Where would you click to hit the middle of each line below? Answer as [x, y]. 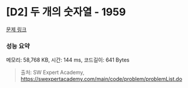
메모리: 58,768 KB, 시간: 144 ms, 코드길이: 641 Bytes [68, 60]
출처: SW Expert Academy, [52, 72]
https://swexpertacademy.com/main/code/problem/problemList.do [101, 79]
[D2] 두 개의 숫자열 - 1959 [66, 12]
